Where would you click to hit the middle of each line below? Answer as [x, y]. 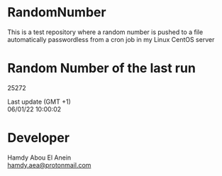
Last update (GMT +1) [39, 101]
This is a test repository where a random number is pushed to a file [105, 32]
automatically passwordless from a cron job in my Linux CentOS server [111, 39]
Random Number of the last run [102, 68]
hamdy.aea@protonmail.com [49, 165]
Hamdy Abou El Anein [39, 158]
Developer [38, 138]
